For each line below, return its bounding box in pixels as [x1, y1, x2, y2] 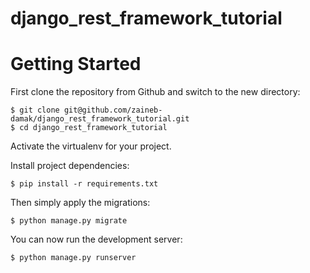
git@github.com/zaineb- [63, 105, 163, 116]
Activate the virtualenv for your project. [10, 140, 172, 152]
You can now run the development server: [10, 233, 183, 246]
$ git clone [10, 105, 60, 116]
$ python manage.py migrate [10, 216, 128, 226]
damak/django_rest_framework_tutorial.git [10, 114, 190, 124]
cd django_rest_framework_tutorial [19, 123, 168, 133]
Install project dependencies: [10, 160, 130, 172]
